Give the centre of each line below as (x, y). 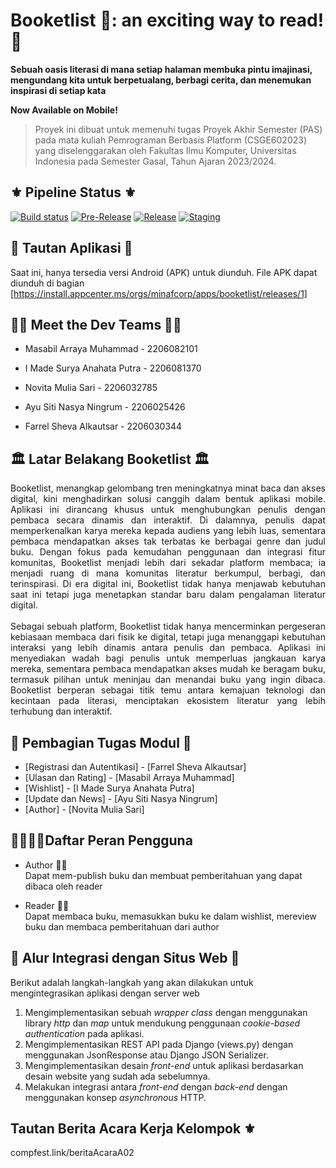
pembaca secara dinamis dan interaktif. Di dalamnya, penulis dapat (168, 520)
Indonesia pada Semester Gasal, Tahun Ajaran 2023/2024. (155, 161)
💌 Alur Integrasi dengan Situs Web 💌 (125, 958)
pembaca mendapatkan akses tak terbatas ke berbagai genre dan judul (168, 541)
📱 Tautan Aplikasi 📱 (71, 248)
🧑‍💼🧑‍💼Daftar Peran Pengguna (101, 840)
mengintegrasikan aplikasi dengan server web (105, 993)
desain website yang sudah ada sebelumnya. (117, 1076)
